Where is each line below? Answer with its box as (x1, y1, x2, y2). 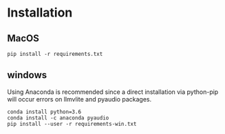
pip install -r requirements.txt (7, 50, 103, 57)
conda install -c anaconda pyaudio (7, 114, 109, 122)
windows (7, 69, 47, 81)
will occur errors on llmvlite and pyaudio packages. (7, 95, 152, 103)
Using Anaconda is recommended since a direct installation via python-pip (7, 88, 219, 96)
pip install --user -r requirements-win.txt (7, 120, 137, 127)
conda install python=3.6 (7, 108, 81, 115)
